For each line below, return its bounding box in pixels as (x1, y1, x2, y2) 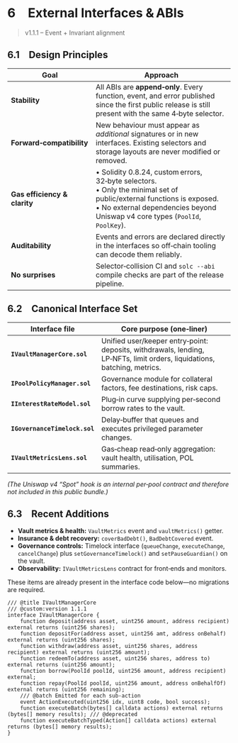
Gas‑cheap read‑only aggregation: (101, 444, 216, 454)
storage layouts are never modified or (95, 147, 221, 157)
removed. (95, 155, 127, 165)
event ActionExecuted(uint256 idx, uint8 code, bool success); (20, 698, 211, 706)
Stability (11, 95, 40, 105)
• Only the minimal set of (95, 184, 178, 194)
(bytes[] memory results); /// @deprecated (7, 711, 138, 718)
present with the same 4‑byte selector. (95, 108, 225, 118)
